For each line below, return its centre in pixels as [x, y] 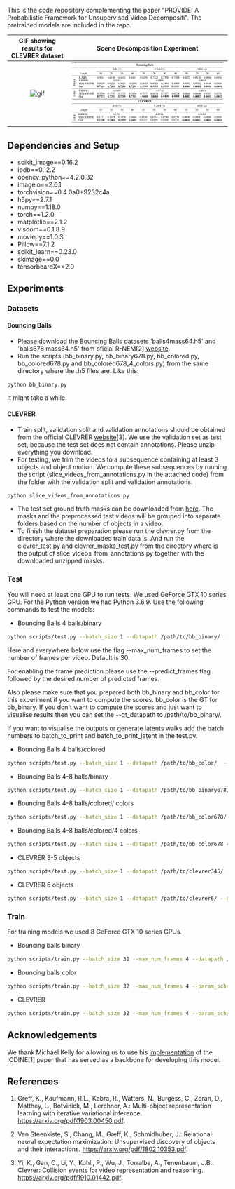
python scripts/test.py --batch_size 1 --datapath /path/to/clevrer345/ [115, 872]
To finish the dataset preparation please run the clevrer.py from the [114, 531]
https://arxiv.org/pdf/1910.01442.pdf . [70, 1178]
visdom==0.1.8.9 [41, 229]
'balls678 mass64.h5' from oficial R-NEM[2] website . [94, 348]
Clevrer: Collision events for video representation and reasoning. [111, 1170]
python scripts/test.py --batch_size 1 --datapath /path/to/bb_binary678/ [119, 790]
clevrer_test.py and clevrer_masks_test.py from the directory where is [118, 546]
